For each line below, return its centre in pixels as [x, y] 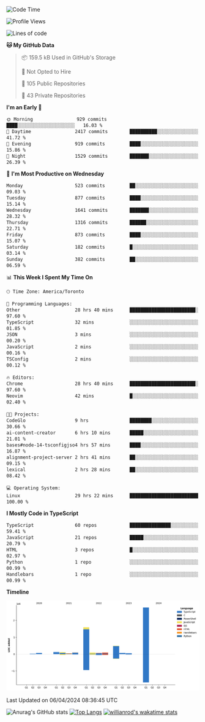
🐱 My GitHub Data [31, 45]
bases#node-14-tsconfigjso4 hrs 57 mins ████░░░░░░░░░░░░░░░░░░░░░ [102, 445]
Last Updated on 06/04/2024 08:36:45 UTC [62, 700]
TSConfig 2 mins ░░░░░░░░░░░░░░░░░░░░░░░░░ [102, 359]
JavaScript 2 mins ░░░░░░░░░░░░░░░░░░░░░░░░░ [102, 347]
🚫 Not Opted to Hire [46, 72]
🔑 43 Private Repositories [53, 95]
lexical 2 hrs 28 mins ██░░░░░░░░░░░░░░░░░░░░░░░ [102, 470]
